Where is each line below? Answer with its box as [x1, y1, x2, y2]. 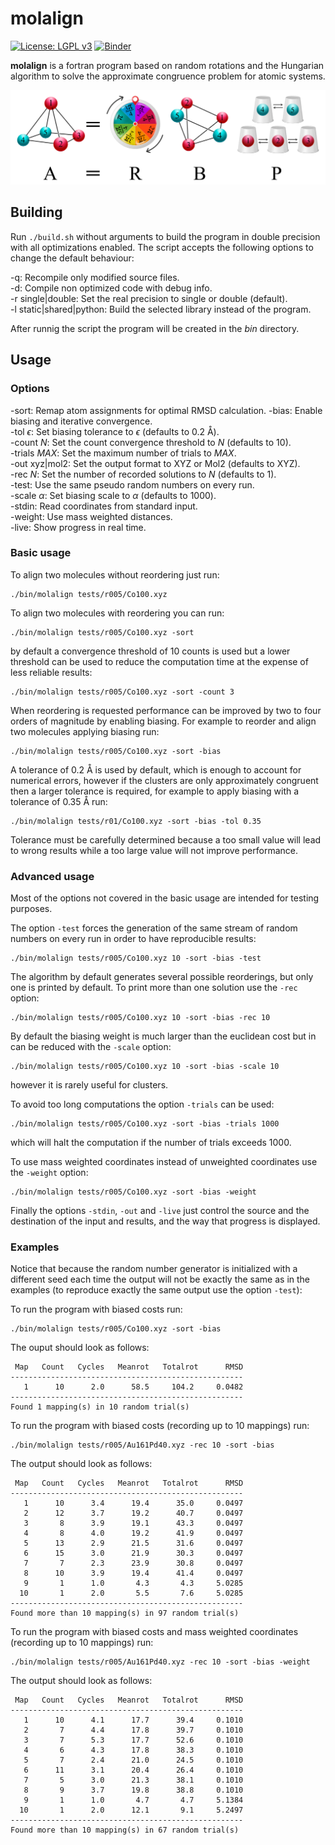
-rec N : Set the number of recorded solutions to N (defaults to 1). [10, 468, 277, 480]
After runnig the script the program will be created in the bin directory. [10, 322, 300, 334]
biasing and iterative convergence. [10, 415, 153, 427]
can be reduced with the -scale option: [10, 1041, 172, 1053]
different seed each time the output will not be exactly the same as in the [10, 1273, 311, 1286]
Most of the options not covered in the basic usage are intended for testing [10, 892, 320, 904]
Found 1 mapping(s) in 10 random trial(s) [10, 1402, 190, 1412]
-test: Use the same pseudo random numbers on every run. [10, 478, 255, 491]
